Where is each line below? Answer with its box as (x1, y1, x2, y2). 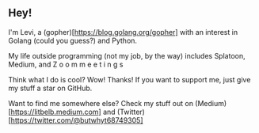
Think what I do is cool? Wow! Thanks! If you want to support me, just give (8, 74, 251, 84)
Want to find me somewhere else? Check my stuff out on (8, 98, 194, 108)
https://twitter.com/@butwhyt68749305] (10, 115, 143, 125)
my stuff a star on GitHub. (8, 83, 93, 93)
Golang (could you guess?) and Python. (8, 36, 137, 45)
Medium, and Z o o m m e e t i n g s (8, 59, 124, 69)
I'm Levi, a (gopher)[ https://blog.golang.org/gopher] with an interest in (8, 27, 238, 36)
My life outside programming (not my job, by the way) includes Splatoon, (8, 51, 246, 60)
